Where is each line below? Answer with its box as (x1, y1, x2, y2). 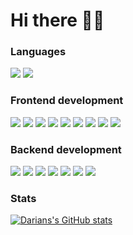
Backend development (10, 142, 122, 156)
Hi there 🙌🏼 (10, 9, 105, 32)
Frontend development (10, 94, 124, 108)
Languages (10, 45, 67, 59)
